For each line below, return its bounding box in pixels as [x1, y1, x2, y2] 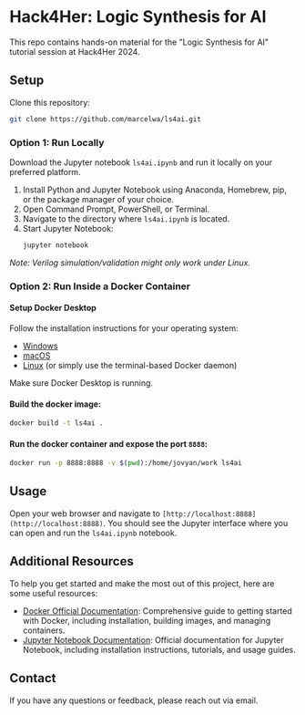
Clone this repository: [9, 97, 91, 108]
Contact [9, 670, 56, 686]
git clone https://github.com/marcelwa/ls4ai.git [9, 114, 202, 124]
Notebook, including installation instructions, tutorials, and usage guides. [22, 644, 296, 655]
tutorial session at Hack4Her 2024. [9, 46, 140, 57]
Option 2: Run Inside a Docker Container [9, 280, 191, 293]
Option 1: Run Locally [9, 136, 105, 149]
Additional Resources [9, 554, 134, 569]
